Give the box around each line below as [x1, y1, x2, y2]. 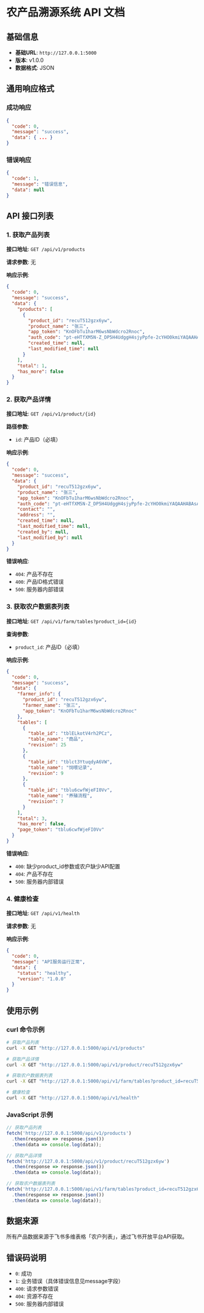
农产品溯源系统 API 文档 [6, 5, 126, 19]
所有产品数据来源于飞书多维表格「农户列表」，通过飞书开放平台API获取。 [6, 1233, 188, 1241]
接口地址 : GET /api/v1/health [6, 910, 80, 917]
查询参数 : [6, 630, 30, 637]
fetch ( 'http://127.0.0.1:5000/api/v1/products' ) [6, 1131, 132, 1137]
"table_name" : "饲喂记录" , [28, 764, 93, 771]
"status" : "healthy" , [17, 970, 72, 976]
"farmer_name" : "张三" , [22, 702, 81, 708]
